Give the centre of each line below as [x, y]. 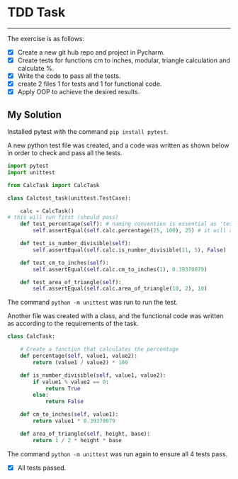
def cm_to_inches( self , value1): [69, 415]
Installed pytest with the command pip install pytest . [88, 132]
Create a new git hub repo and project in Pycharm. [91, 52]
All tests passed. [42, 468]
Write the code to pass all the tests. [69, 76]
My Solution [35, 114]
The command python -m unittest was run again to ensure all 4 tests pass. [118, 453]
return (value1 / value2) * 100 [81, 362]
